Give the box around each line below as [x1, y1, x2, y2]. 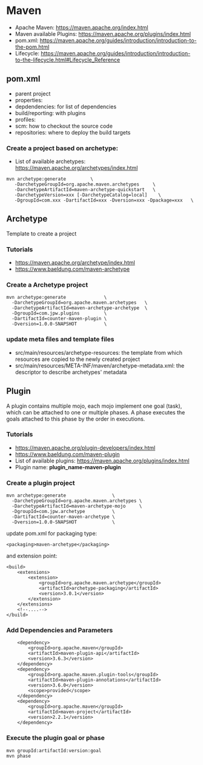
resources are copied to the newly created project [15, 355, 141, 363]
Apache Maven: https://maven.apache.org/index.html [15, 24, 148, 31]
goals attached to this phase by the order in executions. [6, 415, 145, 422]
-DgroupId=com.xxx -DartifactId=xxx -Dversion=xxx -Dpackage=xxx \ [14, 197, 194, 204]
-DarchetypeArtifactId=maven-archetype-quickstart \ [14, 187, 156, 193]
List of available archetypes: [15, 158, 86, 165]
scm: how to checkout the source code [15, 122, 113, 130]
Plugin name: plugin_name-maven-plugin [15, 463, 121, 470]
